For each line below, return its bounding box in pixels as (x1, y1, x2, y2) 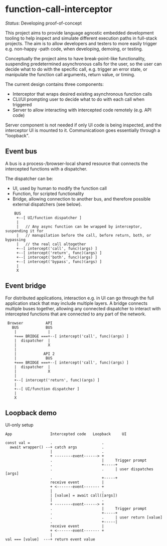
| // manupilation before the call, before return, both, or (16, 233, 151, 238)
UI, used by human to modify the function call (12, 185, 107, 191)
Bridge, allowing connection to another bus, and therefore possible (12, 196, 151, 202)
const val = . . (5, 440, 104, 446)
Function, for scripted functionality (12, 191, 84, 197)
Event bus (5, 147, 38, 156)
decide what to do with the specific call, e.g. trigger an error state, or (5, 66, 148, 72)
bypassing (5, 237, 26, 242)
